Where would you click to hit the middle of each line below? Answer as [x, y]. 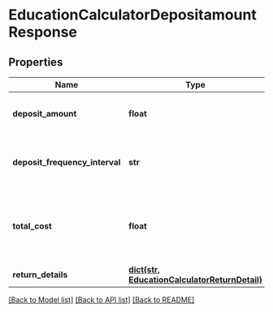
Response [43, 32]
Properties [36, 62]
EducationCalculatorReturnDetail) [195, 280]
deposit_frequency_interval [67, 162]
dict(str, [145, 269]
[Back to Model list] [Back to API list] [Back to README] [102, 300]
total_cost [32, 226]
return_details [40, 275]
